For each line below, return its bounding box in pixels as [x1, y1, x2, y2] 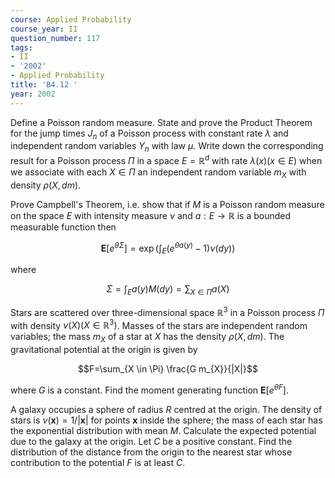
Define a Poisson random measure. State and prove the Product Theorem [10, 116, 313, 128]
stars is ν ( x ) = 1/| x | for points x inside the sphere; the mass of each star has [10, 414, 323, 426]
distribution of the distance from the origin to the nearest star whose [10, 446, 293, 458]
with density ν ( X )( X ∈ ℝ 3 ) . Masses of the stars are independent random [10, 317, 308, 331]
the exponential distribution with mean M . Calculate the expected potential [10, 424, 317, 436]
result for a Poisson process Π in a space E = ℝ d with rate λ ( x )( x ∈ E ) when [10, 153, 323, 166]
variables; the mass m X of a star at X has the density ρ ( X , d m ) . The [10, 331, 285, 345]
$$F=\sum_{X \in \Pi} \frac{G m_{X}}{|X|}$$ [78, 363, 258, 375]
